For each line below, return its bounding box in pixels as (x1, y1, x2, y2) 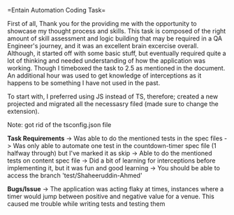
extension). (7, 107, 40, 115)
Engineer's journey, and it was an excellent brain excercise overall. (7, 42, 199, 50)
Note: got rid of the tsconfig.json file (7, 121, 112, 128)
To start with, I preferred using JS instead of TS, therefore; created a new (7, 92, 219, 101)
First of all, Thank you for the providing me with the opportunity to (7, 20, 197, 27)
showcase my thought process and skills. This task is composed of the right (7, 27, 226, 35)
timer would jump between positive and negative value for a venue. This (7, 192, 214, 200)
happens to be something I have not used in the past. (7, 79, 161, 87)
